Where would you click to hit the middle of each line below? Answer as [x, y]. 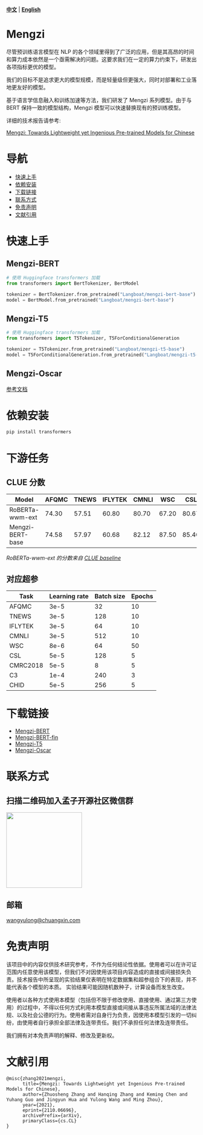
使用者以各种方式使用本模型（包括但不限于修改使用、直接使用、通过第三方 [99, 1000]
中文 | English [24, 9]
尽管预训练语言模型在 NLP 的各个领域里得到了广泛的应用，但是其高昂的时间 [100, 51]
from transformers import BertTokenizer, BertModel [72, 283]
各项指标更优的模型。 [33, 66]
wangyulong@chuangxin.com [43, 920]
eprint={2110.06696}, [50, 1110]
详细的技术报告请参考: [34, 120]
